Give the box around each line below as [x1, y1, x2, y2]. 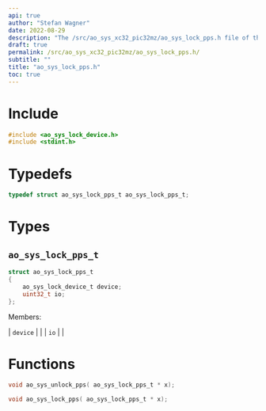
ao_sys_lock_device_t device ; [22, 283, 123, 291]
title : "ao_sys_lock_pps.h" [8, 63, 101, 71]
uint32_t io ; [22, 290, 66, 298]
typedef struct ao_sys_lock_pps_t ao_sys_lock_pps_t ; [8, 191, 190, 199]
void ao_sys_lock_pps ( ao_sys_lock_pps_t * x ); [8, 395, 169, 404]
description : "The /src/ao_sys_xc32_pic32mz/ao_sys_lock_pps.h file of [8, 33, 249, 42]
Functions [8, 355, 75, 373]
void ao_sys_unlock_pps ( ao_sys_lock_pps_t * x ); [8, 381, 176, 389]
